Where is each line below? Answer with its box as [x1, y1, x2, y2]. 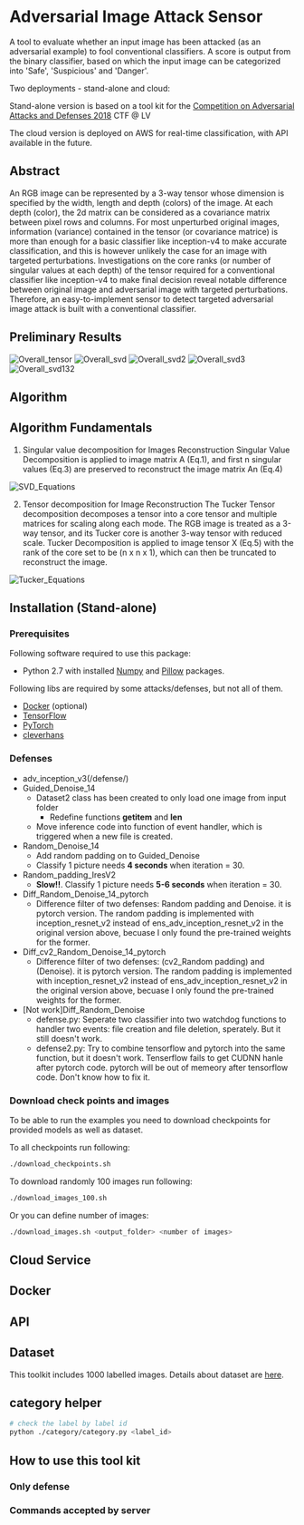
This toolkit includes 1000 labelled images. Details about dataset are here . [9, 1369, 285, 1380]
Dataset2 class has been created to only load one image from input [35, 792, 287, 803]
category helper [9, 1395, 102, 1411]
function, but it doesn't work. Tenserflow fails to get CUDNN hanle [35, 1052, 283, 1063]
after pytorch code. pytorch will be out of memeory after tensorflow [35, 1062, 289, 1073]
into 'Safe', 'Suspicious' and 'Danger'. [9, 65, 149, 76]
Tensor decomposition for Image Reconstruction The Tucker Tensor [22, 499, 276, 510]
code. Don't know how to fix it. [35, 1072, 151, 1083]
